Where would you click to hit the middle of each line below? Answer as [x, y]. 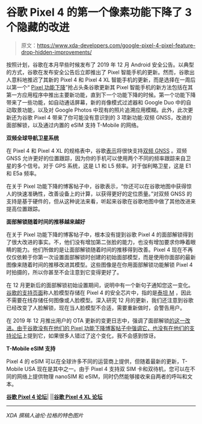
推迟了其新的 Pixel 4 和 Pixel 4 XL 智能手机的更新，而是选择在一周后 [111, 80]
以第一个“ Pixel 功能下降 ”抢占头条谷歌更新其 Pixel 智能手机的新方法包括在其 [100, 87]
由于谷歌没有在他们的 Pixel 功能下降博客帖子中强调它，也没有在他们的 [103, 328]
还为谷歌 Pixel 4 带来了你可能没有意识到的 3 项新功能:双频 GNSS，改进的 [102, 117]
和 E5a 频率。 [23, 173]
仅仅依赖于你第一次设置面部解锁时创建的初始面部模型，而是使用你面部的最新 [101, 257]
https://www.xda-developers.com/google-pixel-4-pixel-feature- [116, 45]
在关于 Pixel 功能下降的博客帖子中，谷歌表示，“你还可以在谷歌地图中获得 [96, 186]
